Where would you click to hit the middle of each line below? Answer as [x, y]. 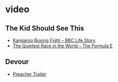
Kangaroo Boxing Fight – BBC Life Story [54, 40]
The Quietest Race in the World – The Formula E [63, 46]
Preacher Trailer [29, 74]
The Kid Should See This [45, 28]
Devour [17, 62]
